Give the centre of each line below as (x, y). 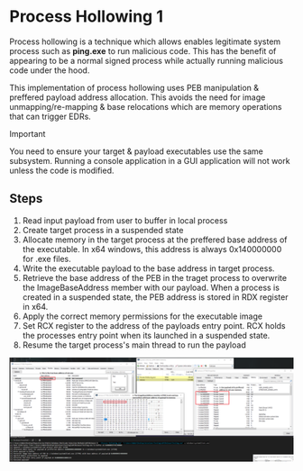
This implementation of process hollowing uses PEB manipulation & (134, 87)
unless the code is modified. (62, 170)
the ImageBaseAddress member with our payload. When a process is (151, 287)
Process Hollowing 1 (87, 17)
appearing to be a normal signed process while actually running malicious (147, 60)
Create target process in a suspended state (103, 230)
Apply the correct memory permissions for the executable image (142, 316)
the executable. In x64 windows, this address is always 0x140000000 (152, 249)
